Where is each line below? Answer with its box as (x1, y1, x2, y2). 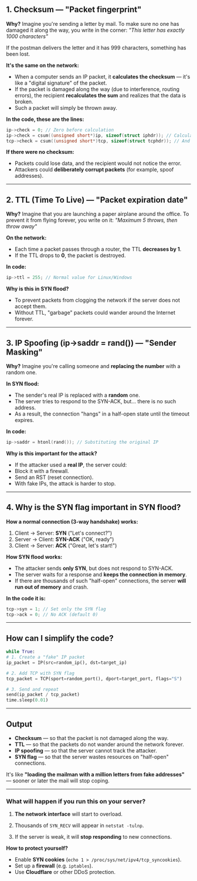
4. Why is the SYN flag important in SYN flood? (6, 502, 181, 512)
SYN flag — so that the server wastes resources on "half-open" (14, 754, 169, 760)
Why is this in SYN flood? (6, 285, 69, 292)
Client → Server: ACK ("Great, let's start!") (14, 542, 117, 549)
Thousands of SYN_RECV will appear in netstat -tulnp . (14, 822, 144, 829)
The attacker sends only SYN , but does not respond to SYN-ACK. (14, 565, 174, 572)
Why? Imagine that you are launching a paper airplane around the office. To (6, 211, 189, 218)
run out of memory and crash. (14, 583, 89, 590)
